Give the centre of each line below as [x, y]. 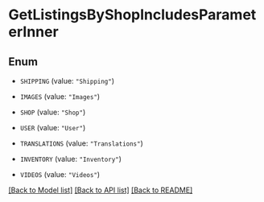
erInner [33, 32]
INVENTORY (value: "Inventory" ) [71, 159]
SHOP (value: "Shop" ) [53, 112]
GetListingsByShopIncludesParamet [132, 15]
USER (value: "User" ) [53, 128]
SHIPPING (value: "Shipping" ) [67, 81]
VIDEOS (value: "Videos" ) [60, 174]
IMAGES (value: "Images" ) [60, 97]
